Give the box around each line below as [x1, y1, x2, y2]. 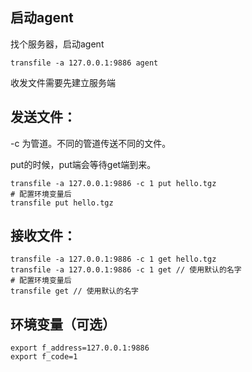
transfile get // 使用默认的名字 [10, 286, 139, 297]
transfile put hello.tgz [10, 198, 114, 208]
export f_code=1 [10, 352, 78, 362]
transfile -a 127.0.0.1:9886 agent [10, 58, 159, 68]
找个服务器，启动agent [10, 38, 105, 50]
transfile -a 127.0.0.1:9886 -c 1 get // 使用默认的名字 [10, 265, 242, 275]
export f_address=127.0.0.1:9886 [10, 343, 150, 353]
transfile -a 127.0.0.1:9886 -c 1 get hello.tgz [10, 254, 217, 265]
